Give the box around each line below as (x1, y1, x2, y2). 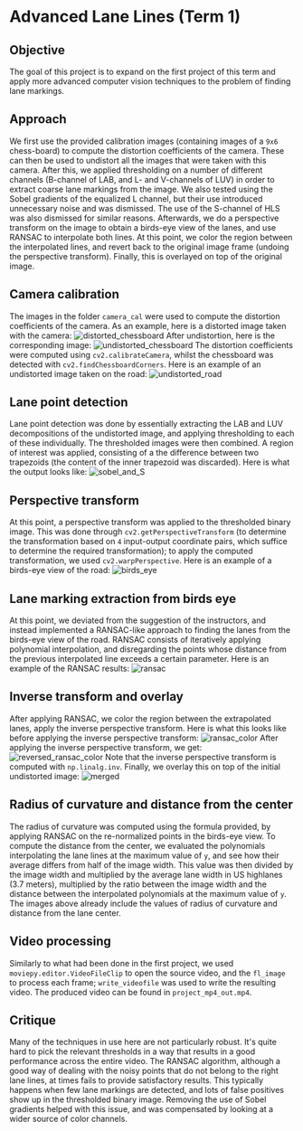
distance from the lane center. (9, 907, 122, 919)
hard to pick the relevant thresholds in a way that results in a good (9, 1046, 256, 1057)
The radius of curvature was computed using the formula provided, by (9, 821, 271, 832)
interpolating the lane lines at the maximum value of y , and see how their (9, 850, 279, 861)
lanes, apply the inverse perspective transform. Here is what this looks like (9, 722, 287, 733)
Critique (9, 1013, 57, 1028)
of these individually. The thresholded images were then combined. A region (9, 438, 294, 448)
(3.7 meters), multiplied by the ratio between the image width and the (9, 879, 268, 890)
